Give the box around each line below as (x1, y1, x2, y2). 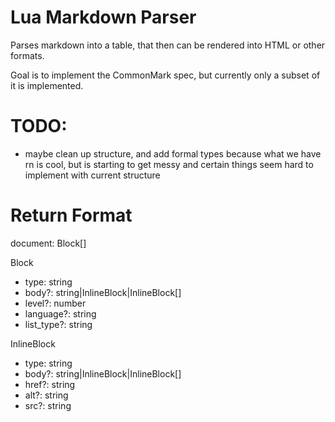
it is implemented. (10, 79, 84, 91)
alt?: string (24, 389, 69, 401)
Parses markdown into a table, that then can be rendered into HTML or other (10, 39, 326, 51)
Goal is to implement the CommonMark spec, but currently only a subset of (10, 69, 321, 81)
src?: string (24, 399, 72, 411)
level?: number (24, 297, 87, 309)
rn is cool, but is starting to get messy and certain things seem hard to (24, 158, 314, 170)
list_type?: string (24, 318, 93, 330)
